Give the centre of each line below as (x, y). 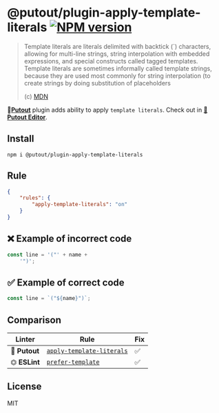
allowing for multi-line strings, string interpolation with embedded (117, 54)
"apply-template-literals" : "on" (80, 205)
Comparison (34, 320)
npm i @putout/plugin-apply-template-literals (75, 154)
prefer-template (73, 362)
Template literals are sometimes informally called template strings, (118, 68)
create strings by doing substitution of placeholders (97, 83)
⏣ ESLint (25, 362)
